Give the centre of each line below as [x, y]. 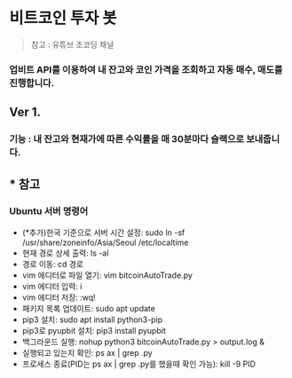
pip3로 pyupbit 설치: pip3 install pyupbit [94, 330]
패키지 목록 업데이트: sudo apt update [88, 308]
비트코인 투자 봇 [63, 18]
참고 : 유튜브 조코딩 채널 [72, 44]
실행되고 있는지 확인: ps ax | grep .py [87, 352]
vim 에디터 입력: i [52, 286]
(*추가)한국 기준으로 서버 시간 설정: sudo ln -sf [103, 232]
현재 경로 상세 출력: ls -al [65, 253]
